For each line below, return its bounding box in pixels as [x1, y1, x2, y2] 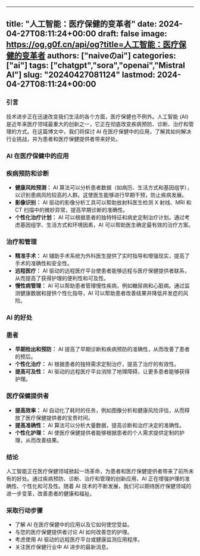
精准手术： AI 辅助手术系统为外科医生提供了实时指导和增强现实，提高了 [14, 252, 190, 260]
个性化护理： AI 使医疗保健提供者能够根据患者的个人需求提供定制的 [14, 429, 180, 436]
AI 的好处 [6, 314, 33, 322]
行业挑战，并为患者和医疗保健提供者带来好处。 [6, 135, 121, 142]
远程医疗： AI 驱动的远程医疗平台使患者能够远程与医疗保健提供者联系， [14, 267, 190, 275]
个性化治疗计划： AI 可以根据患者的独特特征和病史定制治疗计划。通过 [14, 213, 185, 221]
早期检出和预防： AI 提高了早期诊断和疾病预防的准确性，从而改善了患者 [14, 346, 190, 353]
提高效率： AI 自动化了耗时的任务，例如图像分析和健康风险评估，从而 [14, 407, 185, 414]
